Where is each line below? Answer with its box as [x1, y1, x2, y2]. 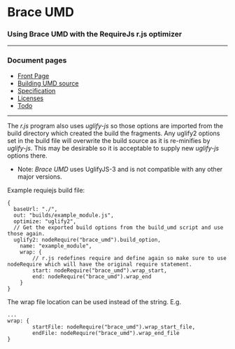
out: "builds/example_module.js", [13, 212, 114, 219]
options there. [7, 151, 48, 160]
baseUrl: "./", [13, 205, 58, 212]
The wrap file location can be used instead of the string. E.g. [7, 297, 182, 306]
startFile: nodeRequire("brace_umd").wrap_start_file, [32, 323, 196, 330]
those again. [7, 230, 45, 237]
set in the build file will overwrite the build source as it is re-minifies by [7, 136, 211, 144]
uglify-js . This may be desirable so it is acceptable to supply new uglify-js [7, 144, 219, 152]
